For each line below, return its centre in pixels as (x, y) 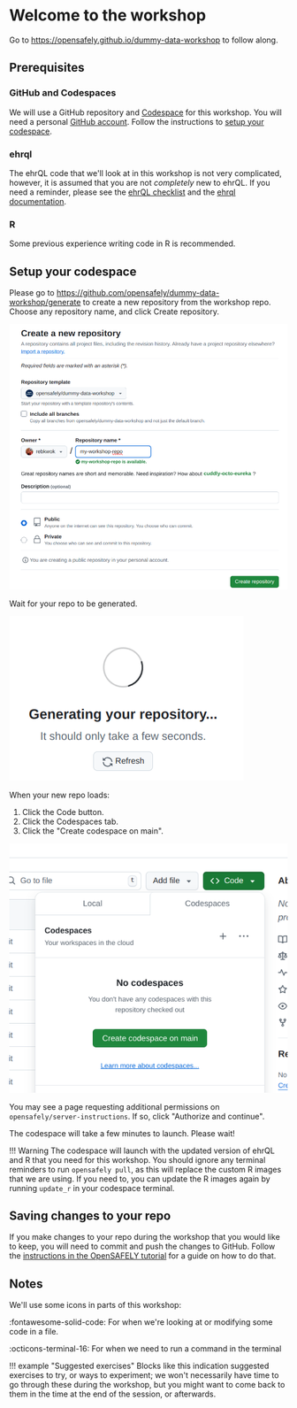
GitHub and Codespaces (63, 93)
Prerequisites (47, 68)
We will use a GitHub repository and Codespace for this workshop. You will (146, 112)
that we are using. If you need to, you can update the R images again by (140, 1179)
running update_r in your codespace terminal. (92, 1188)
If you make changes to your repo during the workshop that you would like (145, 1237)
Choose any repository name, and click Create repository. (114, 312)
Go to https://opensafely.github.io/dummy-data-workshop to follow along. (144, 40)
